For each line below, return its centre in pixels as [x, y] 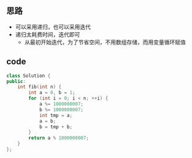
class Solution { [29, 76]
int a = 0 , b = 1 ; [52, 93]
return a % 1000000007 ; [59, 138]
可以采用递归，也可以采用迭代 [53, 27]
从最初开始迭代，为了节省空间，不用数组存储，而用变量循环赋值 [105, 42]
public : [16, 81]
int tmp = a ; [56, 115]
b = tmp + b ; [56, 127]
